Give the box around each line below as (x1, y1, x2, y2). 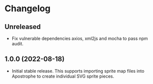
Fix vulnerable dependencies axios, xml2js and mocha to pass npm (11, 35, 148, 41)
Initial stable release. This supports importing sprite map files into (11, 68, 145, 74)
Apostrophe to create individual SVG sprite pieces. (11, 73, 114, 79)
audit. (11, 41, 24, 47)
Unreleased (4, 23, 41, 31)
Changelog (4, 3, 51, 14)
